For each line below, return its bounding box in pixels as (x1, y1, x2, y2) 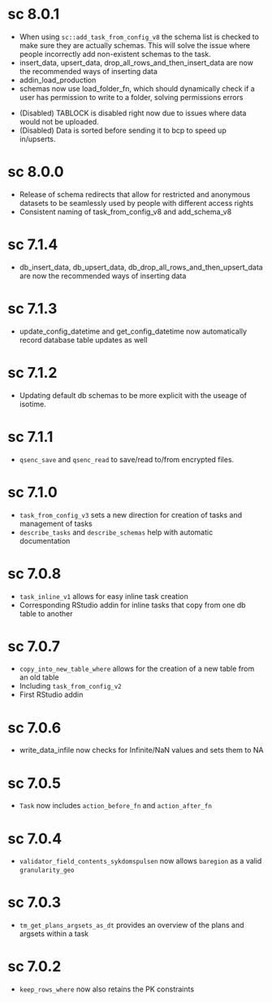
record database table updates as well (19, 335, 148, 344)
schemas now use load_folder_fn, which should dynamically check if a (19, 83, 255, 94)
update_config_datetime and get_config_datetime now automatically (19, 326, 248, 336)
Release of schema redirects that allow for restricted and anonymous (19, 189, 251, 199)
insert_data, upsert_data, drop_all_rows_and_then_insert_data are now (19, 58, 253, 68)
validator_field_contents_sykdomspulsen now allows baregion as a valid (19, 856, 262, 866)
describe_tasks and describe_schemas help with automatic (19, 527, 214, 537)
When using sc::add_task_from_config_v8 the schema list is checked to (19, 32, 259, 42)
